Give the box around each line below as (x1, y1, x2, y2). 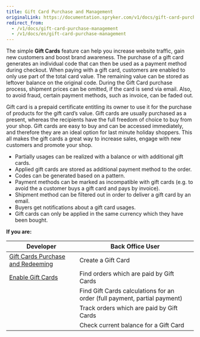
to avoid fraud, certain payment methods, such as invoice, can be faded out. (6, 92, 193, 99)
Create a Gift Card (79, 256, 130, 265)
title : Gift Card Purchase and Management (6, 8, 113, 15)
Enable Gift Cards (9, 273, 58, 281)
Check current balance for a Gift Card (79, 321, 185, 329)
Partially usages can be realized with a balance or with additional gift (14, 153, 183, 160)
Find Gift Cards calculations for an (79, 287, 174, 295)
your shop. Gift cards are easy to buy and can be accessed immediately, (6, 122, 184, 130)
